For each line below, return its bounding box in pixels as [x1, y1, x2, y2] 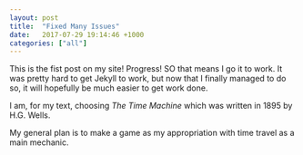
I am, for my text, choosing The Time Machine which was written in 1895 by [9, 101, 293, 111]
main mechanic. [9, 137, 69, 148]
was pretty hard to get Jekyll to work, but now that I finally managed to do [9, 73, 287, 84]
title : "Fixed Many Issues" [9, 22, 120, 31]
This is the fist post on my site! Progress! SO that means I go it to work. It [9, 63, 283, 74]
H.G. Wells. [9, 110, 51, 121]
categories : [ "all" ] [9, 38, 88, 48]
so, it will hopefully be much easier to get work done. [9, 82, 208, 93]
